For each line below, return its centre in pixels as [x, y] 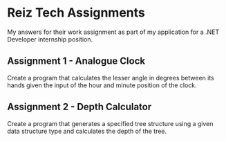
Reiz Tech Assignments [76, 13]
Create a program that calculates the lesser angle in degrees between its [111, 78]
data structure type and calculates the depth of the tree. [87, 131]
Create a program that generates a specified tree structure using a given [110, 123]
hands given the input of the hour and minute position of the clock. [102, 85]
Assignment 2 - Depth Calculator [79, 107]
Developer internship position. [50, 39]
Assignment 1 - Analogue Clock [76, 61]
